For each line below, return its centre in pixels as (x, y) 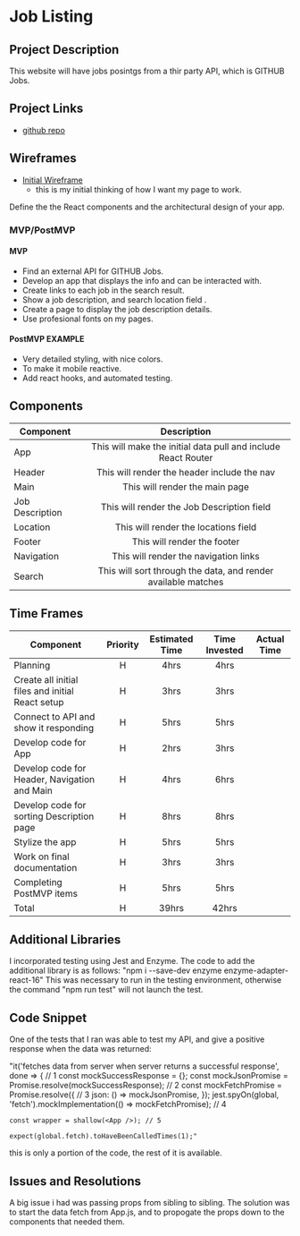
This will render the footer (186, 541)
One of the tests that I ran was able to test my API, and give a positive (137, 1039)
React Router (186, 457)
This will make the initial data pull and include (186, 447)
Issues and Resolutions (75, 1181)
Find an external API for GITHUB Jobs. (92, 271)
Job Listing (51, 17)
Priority (123, 644)
